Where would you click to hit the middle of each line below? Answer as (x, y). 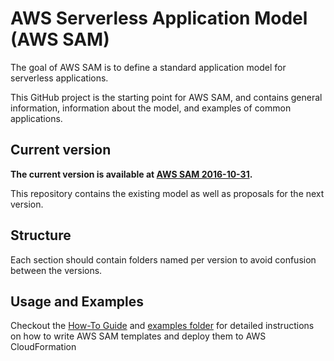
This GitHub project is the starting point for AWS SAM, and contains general (166, 97)
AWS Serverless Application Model (159, 18)
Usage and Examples (77, 301)
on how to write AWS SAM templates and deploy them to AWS (138, 336)
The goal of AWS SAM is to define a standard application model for (148, 67)
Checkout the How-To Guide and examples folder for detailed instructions (162, 326)
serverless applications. (59, 78)
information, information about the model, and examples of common (151, 108)
